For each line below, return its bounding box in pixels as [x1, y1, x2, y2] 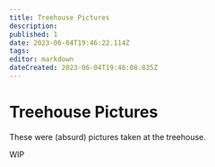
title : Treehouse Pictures [9, 13, 110, 22]
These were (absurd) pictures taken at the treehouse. [9, 131, 206, 142]
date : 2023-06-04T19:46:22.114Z [9, 38, 130, 48]
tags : [9, 47, 30, 56]
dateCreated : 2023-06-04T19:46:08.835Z [9, 64, 159, 73]
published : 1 [9, 30, 58, 39]
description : [9, 22, 58, 31]
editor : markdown [9, 55, 74, 64]
